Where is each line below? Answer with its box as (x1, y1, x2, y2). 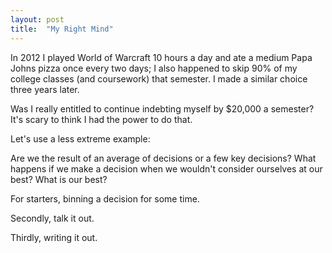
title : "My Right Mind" (10, 24, 114, 34)
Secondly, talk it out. (10, 212, 95, 224)
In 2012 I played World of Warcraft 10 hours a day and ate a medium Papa (10, 51, 313, 63)
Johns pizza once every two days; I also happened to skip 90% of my (10, 62, 298, 74)
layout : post (10, 14, 65, 25)
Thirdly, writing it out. (10, 231, 98, 243)
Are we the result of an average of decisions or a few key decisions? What (10, 152, 317, 164)
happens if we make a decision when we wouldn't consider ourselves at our (10, 162, 323, 175)
